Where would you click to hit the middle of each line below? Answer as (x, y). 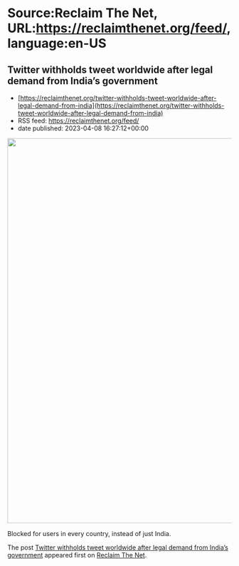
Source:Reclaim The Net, (83, 13)
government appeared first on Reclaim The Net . (77, 555)
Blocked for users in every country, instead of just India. (89, 534)
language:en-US (57, 43)
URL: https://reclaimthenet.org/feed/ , (119, 28)
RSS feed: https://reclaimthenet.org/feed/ (78, 120)
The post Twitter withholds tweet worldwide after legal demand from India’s (118, 547)
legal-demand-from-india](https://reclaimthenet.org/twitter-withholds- (121, 106)
